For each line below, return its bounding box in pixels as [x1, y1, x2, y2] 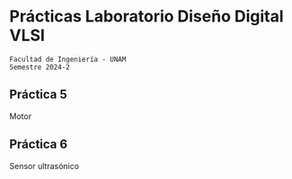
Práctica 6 [9, 137, 68, 152]
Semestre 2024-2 [9, 63, 70, 72]
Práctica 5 [9, 87, 67, 102]
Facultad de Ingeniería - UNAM [9, 55, 127, 64]
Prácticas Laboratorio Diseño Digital [9, 6, 285, 27]
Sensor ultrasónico [9, 160, 79, 171]
